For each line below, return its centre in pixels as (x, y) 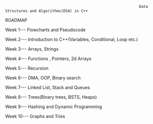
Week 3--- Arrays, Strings (32, 49)
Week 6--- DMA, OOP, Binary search (43, 78)
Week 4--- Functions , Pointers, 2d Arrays (48, 59)
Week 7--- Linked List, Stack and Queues (48, 87)
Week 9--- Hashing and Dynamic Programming (54, 107)
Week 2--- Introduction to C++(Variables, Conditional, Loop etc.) (72, 39)
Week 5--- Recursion (27, 68)
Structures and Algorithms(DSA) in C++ (47, 11)
